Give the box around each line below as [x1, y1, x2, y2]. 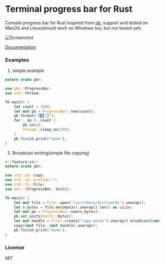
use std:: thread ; [5, 90, 41, 96]
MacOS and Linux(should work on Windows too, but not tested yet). [5, 25, 142, 31]
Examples [5, 56, 29, 63]
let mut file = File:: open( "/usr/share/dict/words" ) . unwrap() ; [14, 200, 146, 205]
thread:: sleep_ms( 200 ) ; [23, 127, 71, 132]
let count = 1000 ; [14, 104, 52, 109]
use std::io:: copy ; [5, 173, 45, 178]
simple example [12, 68, 44, 74]
